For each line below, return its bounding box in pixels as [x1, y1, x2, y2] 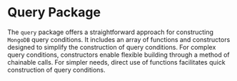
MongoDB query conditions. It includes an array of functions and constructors [7, 35, 231, 43]
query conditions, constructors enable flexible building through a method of [7, 50, 230, 59]
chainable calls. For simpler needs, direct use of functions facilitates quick [7, 58, 226, 66]
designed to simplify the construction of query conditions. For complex [7, 43, 216, 51]
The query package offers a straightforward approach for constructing [7, 28, 214, 36]
